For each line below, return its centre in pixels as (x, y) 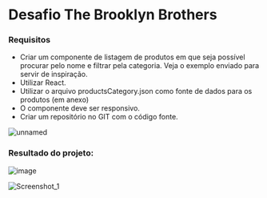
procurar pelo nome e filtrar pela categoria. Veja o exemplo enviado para (139, 66)
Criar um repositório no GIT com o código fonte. (99, 117)
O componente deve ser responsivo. (80, 108)
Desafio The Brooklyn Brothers (113, 15)
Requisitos (29, 40)
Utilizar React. (43, 83)
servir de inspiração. (54, 75)
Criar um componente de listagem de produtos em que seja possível (132, 57)
